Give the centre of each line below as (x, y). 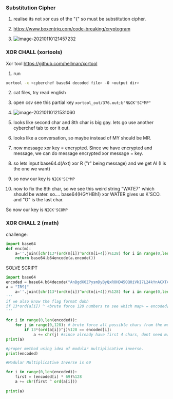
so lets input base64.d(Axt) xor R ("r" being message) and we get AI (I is (90, 163)
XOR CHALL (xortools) (34, 52)
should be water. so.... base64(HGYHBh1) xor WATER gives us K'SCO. (87, 194)
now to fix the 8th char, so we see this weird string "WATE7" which (84, 189)
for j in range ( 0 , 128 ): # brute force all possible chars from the (89, 325)
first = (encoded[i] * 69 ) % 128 (49, 377)
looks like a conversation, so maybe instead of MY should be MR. (82, 138)
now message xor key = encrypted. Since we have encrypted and (83, 148)
